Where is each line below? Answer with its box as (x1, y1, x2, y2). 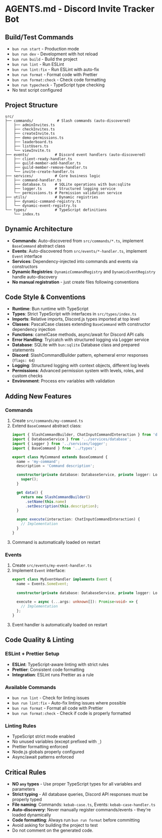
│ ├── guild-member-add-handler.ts (5, 161, 81, 165)
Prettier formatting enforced (12, 744, 68, 750)
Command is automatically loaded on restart (12, 539, 101, 545)
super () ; (21, 477, 39, 482)
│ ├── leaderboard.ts (5, 139, 53, 144)
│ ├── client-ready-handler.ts (5, 156, 73, 161)
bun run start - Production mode (12, 46, 79, 51)
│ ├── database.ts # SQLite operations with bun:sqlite (5, 182, 131, 187)
